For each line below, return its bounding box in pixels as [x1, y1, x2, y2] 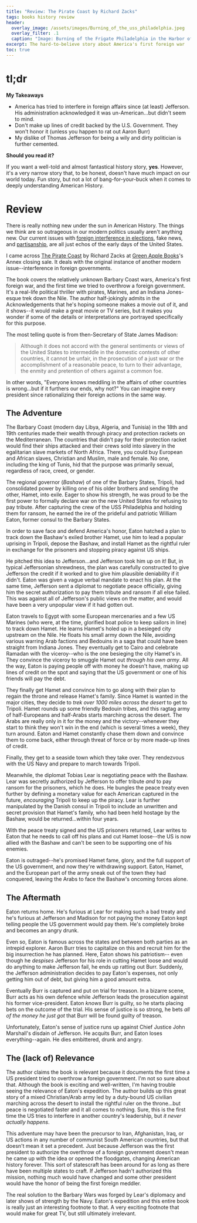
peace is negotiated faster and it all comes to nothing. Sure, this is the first [6, 1106, 186, 1113]
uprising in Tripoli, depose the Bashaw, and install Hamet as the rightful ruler [6, 540, 191, 547]
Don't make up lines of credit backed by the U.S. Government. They [14, 122, 178, 129]
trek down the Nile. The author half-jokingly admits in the [22, 294, 160, 301]
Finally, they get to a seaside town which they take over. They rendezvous [6, 754, 185, 761]
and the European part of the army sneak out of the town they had [6, 869, 166, 876]
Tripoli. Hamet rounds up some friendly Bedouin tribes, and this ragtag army [6, 705, 190, 713]
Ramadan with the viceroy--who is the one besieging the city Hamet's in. [6, 650, 182, 657]
